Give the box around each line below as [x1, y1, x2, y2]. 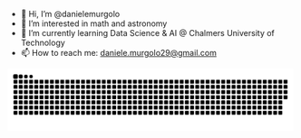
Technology [20, 37, 66, 48]
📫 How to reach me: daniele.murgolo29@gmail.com [20, 48, 218, 58]
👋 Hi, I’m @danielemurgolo [20, 9, 121, 19]
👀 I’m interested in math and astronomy [20, 18, 168, 29]
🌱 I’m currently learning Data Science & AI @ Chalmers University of [20, 28, 275, 38]
